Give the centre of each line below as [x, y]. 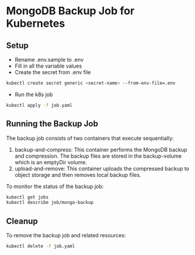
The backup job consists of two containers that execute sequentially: [90, 138]
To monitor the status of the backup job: [55, 186]
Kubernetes [36, 23]
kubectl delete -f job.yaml [41, 246]
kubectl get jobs [27, 197]
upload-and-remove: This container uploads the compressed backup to [102, 168]
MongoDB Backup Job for [70, 11]
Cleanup [22, 221]
